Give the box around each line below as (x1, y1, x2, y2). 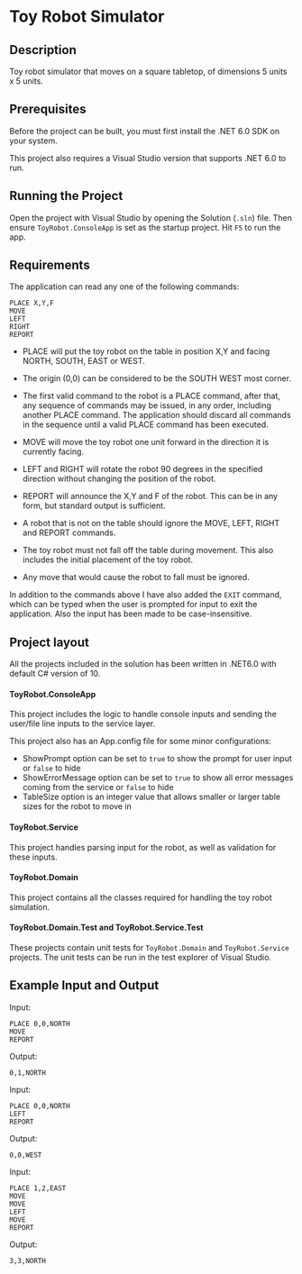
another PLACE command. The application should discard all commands (22, 410, 291, 421)
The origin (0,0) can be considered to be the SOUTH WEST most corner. (22, 373, 291, 384)
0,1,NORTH (9, 1068, 47, 1078)
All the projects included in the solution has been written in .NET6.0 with (9, 659, 277, 669)
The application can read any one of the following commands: (9, 281, 240, 292)
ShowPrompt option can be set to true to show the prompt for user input (22, 753, 293, 764)
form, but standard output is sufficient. (22, 500, 166, 511)
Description (9, 42, 77, 58)
